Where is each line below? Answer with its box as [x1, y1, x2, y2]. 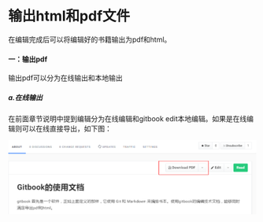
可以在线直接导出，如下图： [21, 124, 112, 134]
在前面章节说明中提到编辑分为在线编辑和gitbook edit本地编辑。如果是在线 [8, 114, 247, 124]
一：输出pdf [8, 54, 48, 64]
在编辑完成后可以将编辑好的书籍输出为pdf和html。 [8, 35, 172, 44]
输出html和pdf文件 [8, 7, 131, 25]
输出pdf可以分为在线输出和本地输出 [8, 73, 124, 83]
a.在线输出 [8, 92, 43, 102]
